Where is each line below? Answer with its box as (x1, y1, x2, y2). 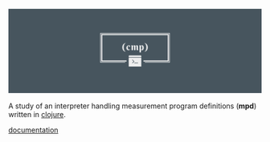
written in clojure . (8, 109, 66, 119)
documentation (8, 125, 59, 135)
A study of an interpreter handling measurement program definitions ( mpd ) (8, 101, 257, 111)
